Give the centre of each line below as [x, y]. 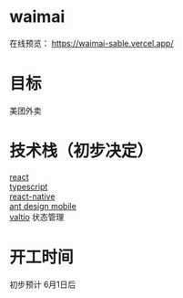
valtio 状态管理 [37, 217]
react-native [32, 196]
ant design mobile [43, 206]
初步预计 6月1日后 [43, 284]
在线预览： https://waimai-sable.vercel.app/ [91, 43]
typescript [29, 186]
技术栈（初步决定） [81, 151]
